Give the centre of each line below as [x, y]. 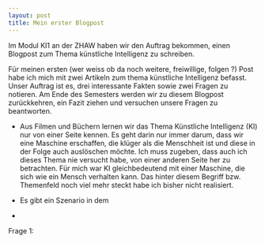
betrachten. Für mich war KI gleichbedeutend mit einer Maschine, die [132, 168]
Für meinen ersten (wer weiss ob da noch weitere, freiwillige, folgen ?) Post [131, 69]
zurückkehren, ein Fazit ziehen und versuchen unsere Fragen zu [113, 103]
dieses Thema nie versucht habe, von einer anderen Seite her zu [125, 159]
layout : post [30, 15]
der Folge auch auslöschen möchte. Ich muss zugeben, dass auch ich [133, 151]
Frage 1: [21, 230]
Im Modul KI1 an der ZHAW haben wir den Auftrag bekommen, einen [119, 45]
